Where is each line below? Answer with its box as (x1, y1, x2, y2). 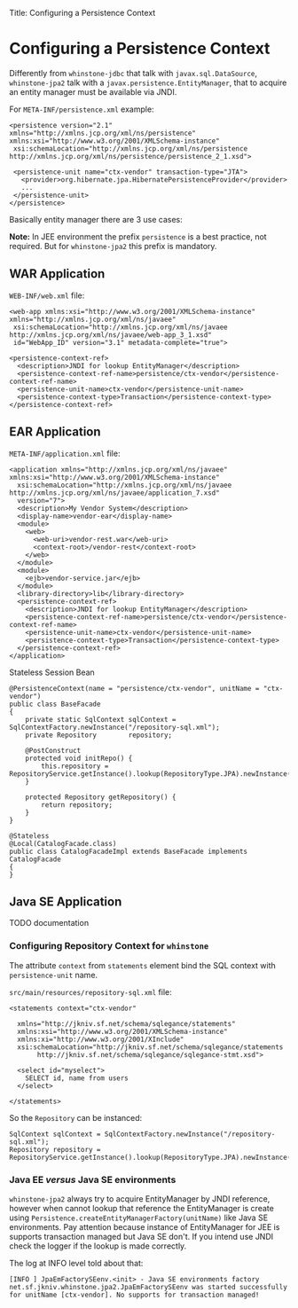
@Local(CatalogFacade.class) (9, 839, 117, 848)
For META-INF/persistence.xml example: (9, 104, 154, 114)
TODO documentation (9, 918, 90, 928)
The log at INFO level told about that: (9, 1257, 144, 1268)
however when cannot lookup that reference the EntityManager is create (9, 1202, 275, 1213)
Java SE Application (9, 894, 122, 909)
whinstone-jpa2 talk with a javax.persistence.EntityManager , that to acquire (9, 77, 287, 88)
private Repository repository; (25, 731, 173, 740)
